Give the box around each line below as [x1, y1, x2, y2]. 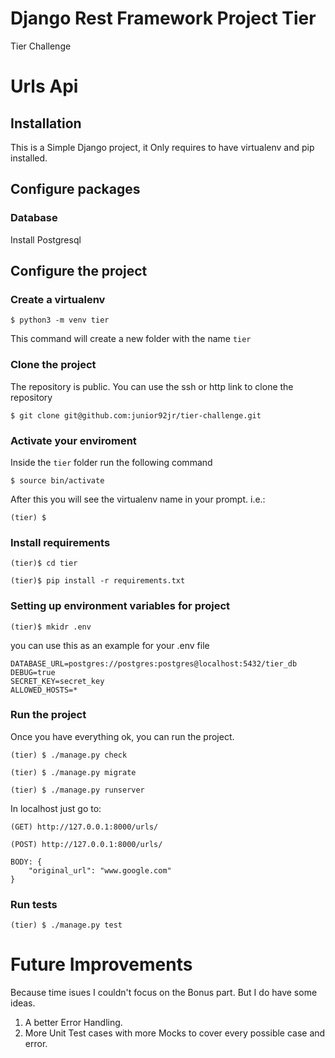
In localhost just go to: [10, 802, 102, 814]
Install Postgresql [10, 233, 82, 246]
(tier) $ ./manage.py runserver [10, 785, 145, 795]
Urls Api [10, 75, 79, 98]
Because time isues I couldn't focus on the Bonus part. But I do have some [10, 987, 318, 999]
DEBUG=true [10, 667, 56, 677]
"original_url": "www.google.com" [28, 865, 172, 876]
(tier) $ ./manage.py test [10, 920, 123, 931]
